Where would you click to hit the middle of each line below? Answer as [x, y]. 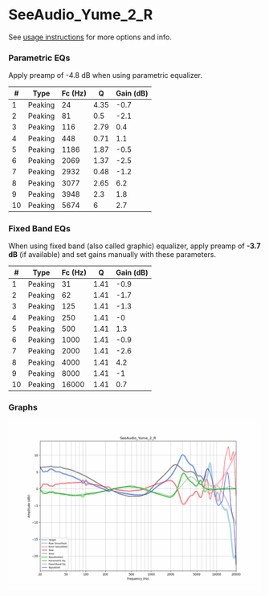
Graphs [23, 407]
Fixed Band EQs [39, 228]
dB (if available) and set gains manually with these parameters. [112, 255]
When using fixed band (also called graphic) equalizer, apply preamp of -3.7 [134, 246]
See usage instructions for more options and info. [90, 37]
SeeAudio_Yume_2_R [81, 15]
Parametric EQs [39, 58]
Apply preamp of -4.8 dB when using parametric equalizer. [106, 76]
